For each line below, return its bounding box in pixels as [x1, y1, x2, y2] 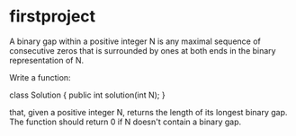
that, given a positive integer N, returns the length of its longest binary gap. [9, 106, 288, 117]
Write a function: [9, 72, 71, 82]
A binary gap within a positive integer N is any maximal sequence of [9, 36, 261, 47]
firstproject [9, 6, 96, 27]
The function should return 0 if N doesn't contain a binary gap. [9, 116, 242, 127]
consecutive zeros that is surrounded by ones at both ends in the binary [9, 45, 276, 55]
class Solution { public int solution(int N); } [9, 89, 166, 100]
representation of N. [9, 55, 84, 65]
